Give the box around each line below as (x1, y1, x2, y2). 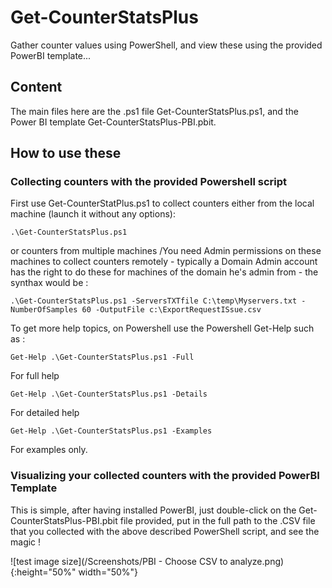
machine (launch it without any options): (10, 208, 176, 220)
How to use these (10, 145, 122, 162)
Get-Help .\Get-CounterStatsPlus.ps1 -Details (10, 389, 208, 400)
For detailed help (10, 407, 80, 419)
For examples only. (10, 444, 88, 456)
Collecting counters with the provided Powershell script (10, 175, 288, 189)
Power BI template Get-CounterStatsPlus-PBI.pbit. (10, 116, 217, 128)
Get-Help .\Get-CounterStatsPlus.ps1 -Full (10, 352, 195, 363)
